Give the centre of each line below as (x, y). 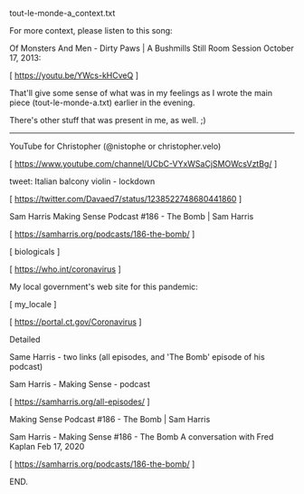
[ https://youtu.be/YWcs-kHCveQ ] (74, 75)
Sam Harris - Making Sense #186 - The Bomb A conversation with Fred (142, 437)
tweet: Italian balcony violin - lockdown (82, 181)
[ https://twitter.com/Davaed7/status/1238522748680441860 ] (126, 199)
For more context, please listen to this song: (91, 30)
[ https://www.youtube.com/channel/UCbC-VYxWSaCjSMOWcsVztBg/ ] (143, 164)
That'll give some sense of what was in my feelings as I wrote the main (141, 93)
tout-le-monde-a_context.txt (62, 13)
